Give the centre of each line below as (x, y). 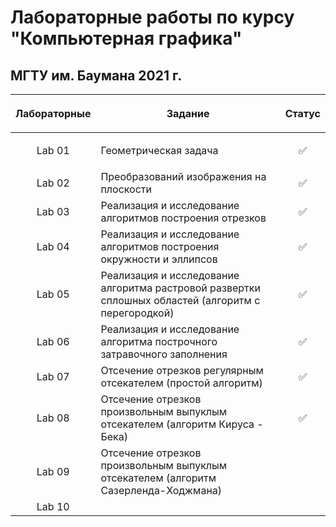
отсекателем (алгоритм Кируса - (182, 424)
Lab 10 (53, 506)
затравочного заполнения (164, 354)
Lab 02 (53, 183)
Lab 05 (53, 294)
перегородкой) (137, 313)
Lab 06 (53, 341)
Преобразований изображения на (183, 176)
